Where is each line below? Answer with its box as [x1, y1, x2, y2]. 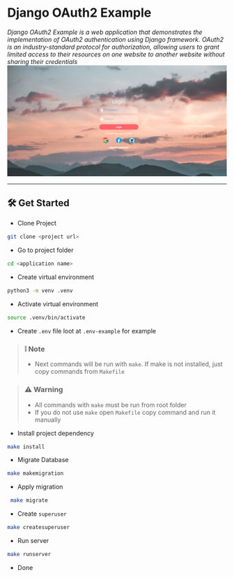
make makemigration [7, 470, 64, 477]
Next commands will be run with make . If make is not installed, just [34, 360, 223, 368]
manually [34, 416, 61, 424]
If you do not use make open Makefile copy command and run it [34, 408, 216, 416]
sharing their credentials [7, 57, 78, 65]
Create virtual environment [17, 273, 95, 281]
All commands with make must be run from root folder [34, 400, 187, 409]
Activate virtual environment [17, 300, 99, 308]
